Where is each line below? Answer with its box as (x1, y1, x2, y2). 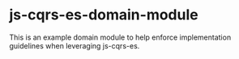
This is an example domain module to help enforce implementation (9, 32, 232, 42)
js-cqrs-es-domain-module (9, 6, 198, 24)
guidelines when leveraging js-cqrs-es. (9, 40, 140, 50)
